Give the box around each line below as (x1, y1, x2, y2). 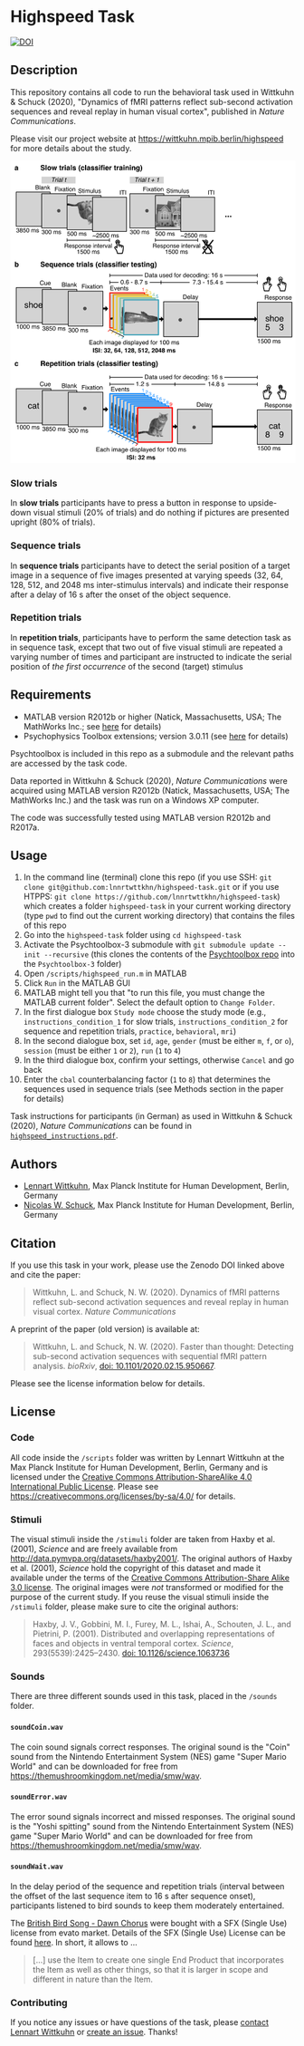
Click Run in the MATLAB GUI (23, 978, 130, 989)
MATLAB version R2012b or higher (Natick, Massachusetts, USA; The (23, 711, 282, 722)
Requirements (10, 687, 91, 703)
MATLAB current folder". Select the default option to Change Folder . (23, 997, 275, 1008)
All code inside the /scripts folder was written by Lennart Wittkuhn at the (10, 1452, 285, 1462)
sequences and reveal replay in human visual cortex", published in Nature (10, 106, 285, 117)
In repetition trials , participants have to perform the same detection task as (10, 632, 292, 642)
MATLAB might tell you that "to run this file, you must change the (23, 988, 265, 999)
